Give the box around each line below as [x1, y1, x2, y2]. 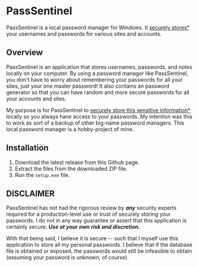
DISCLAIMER [6, 188, 55, 198]
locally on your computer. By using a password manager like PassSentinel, [6, 70, 188, 77]
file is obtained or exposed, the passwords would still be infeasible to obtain [6, 247, 192, 254]
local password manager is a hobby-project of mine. [6, 125, 134, 132]
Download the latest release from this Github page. [14, 159, 140, 166]
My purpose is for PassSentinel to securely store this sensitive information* [6, 106, 191, 114]
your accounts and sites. [6, 95, 67, 102]
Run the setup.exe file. [14, 171, 70, 178]
